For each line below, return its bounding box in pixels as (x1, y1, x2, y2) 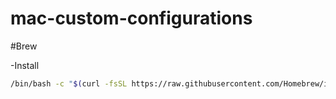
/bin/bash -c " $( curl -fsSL (10, 78, 128, 89)
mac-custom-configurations (10, 7, 253, 30)
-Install (10, 59, 40, 71)
